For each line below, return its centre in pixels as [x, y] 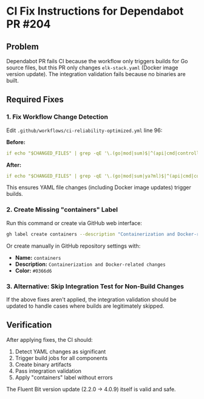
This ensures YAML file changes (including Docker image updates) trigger [99, 187]
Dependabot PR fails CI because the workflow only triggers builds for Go [97, 61]
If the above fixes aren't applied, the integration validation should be [91, 299]
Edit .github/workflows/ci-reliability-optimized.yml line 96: [84, 130]
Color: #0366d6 [33, 270]
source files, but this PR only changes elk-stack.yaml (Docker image [92, 68]
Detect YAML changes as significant [60, 352]
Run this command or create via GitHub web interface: [74, 223]
